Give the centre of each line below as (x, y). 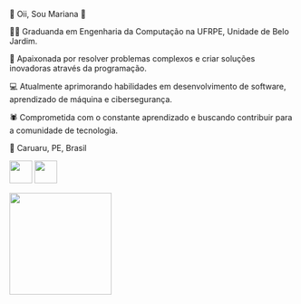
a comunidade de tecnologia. (64, 130)
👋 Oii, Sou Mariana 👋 (48, 14)
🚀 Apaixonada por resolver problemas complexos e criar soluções (132, 58)
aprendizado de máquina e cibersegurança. (91, 99)
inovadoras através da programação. (78, 68)
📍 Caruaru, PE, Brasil (48, 148)
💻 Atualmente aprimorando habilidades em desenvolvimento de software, (148, 86)
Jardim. (24, 41)
